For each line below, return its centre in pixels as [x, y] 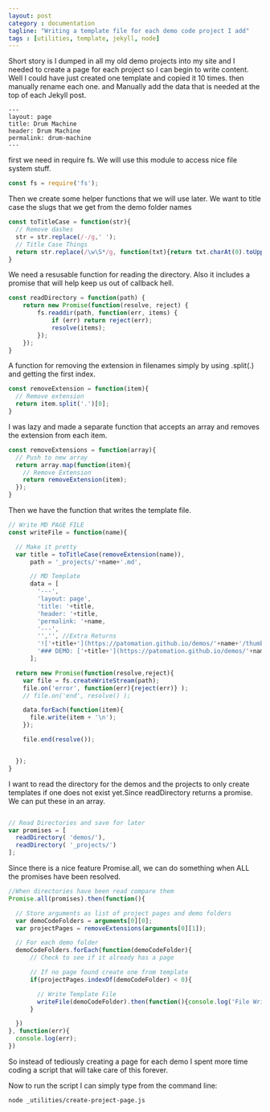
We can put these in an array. [57, 801]
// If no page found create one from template [109, 972]
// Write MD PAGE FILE [46, 525]
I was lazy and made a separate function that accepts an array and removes [134, 426]
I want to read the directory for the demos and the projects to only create [129, 784]
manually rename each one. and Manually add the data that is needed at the [134, 87]
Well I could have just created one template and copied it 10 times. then [126, 78]
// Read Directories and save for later [77, 823]
